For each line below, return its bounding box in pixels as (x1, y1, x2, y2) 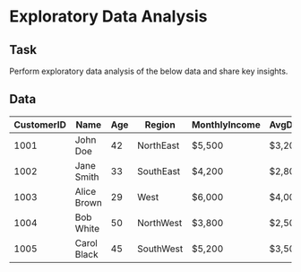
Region (144, 118, 176, 131)
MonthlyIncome (191, 118, 262, 131)
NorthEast (137, 139, 180, 152)
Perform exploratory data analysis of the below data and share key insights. (9, 66, 288, 76)
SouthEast (137, 164, 181, 177)
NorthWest (137, 216, 183, 229)
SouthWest (137, 242, 184, 255)
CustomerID (13, 118, 67, 131)
